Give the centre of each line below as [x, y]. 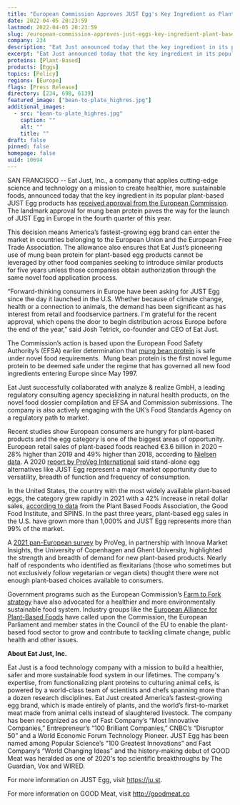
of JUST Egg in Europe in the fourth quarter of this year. [90, 218]
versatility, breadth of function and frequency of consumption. [99, 477]
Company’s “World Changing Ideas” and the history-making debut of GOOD [119, 751]
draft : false [27, 140]
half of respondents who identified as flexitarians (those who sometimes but [120, 565]
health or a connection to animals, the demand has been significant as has [117, 306]
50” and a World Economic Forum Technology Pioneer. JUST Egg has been [118, 735]
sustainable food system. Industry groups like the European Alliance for [112, 609]
